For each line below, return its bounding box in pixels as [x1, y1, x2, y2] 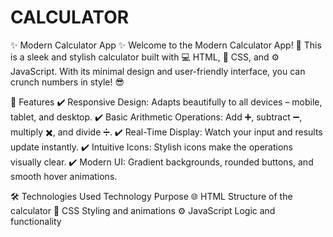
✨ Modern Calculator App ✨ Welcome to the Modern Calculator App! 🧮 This [10, 39, 322, 51]
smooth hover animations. [10, 170, 118, 182]
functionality [10, 215, 62, 227]
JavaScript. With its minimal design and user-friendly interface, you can [10, 65, 306, 77]
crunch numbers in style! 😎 [10, 76, 125, 88]
